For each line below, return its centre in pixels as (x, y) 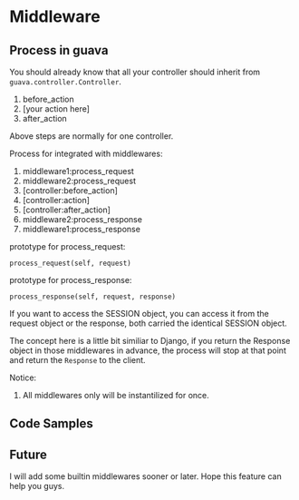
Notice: (23, 377)
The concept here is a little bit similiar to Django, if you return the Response (150, 341)
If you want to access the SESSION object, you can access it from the (139, 314)
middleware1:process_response (81, 229)
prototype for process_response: (71, 280)
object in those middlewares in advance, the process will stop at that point (148, 350)
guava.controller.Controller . (66, 82)
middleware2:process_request (79, 181)
